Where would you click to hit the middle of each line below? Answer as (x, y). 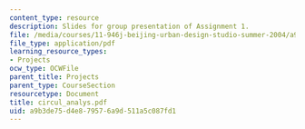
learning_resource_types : (58, 52)
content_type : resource (54, 18)
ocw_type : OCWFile (44, 69)
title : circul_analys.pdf (58, 102)
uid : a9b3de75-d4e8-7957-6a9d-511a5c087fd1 (93, 111)
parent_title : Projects (54, 77)
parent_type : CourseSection (63, 85)
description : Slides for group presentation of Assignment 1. (129, 26)
